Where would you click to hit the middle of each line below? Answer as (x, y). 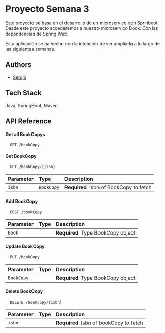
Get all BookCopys (25, 134)
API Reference (28, 121)
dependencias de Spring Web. (37, 34)
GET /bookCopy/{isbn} (33, 167)
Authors (19, 65)
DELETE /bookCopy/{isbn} (36, 302)
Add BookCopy (22, 201)
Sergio (20, 77)
